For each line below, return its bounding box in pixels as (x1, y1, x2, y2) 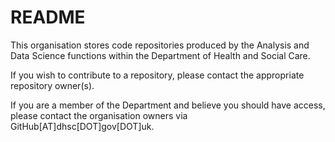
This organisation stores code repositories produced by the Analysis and (10, 39, 310, 51)
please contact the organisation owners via (10, 109, 188, 121)
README (10, 6, 86, 29)
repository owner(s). (10, 79, 95, 91)
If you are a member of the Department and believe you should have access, (10, 99, 326, 111)
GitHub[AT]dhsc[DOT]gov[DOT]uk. (10, 120, 155, 132)
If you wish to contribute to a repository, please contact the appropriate (10, 69, 305, 81)
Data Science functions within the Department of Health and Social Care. (10, 49, 311, 61)
